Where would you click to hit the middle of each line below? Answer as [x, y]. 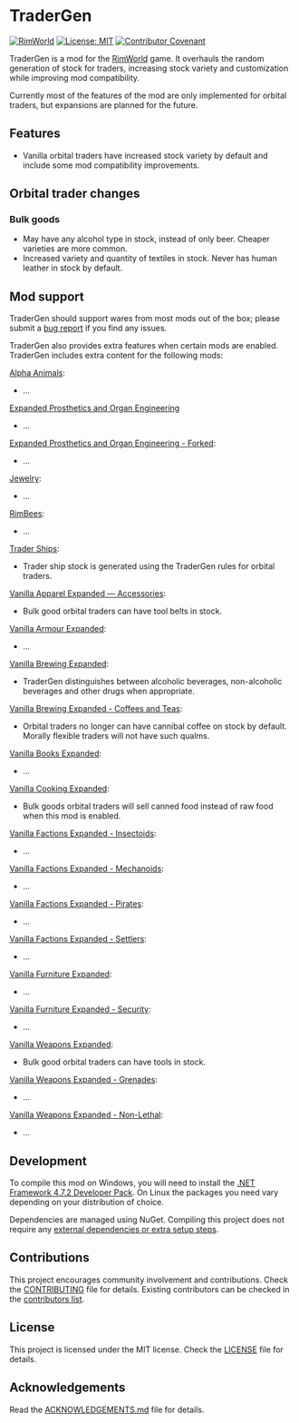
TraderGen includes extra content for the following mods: [116, 356]
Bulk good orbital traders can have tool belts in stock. [122, 611]
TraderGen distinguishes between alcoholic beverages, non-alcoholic [152, 682]
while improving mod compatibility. [75, 77]
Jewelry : [26, 478]
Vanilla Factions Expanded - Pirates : [77, 904]
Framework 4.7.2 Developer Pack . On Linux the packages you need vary [144, 1192]
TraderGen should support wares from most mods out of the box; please [145, 319]
